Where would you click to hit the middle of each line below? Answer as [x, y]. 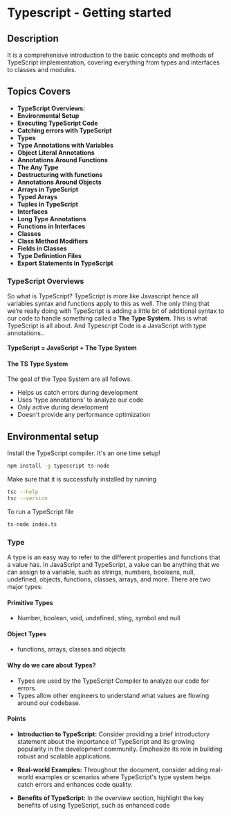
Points [17, 719]
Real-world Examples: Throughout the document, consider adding [113, 770]
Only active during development [63, 407]
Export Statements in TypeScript [65, 263]
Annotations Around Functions [63, 160]
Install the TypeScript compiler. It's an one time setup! [84, 453]
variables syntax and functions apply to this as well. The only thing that [108, 304]
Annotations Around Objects [59, 182]
